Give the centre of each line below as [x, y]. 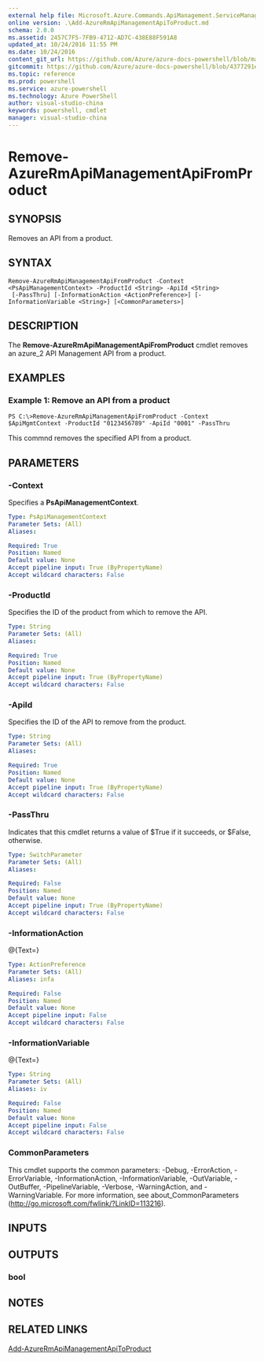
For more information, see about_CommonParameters [152, 1195]
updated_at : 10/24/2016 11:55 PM [63, 45]
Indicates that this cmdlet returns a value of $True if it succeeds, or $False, [130, 832]
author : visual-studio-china [56, 103]
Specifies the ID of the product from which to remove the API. [108, 612]
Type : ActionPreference [47, 965]
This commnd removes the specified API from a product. [100, 438]
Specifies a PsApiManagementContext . [73, 502]
